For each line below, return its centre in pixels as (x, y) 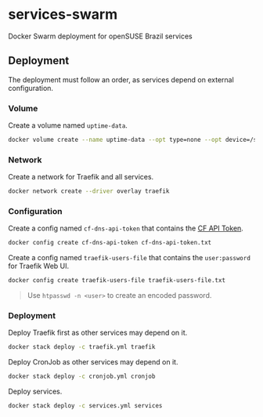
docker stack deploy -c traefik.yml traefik (82, 347)
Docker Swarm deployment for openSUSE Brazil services (101, 36)
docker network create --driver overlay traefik (89, 191)
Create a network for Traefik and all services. (81, 177)
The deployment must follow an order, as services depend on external (121, 79)
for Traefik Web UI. (39, 266)
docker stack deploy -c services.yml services (85, 406)
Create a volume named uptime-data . (68, 125)
